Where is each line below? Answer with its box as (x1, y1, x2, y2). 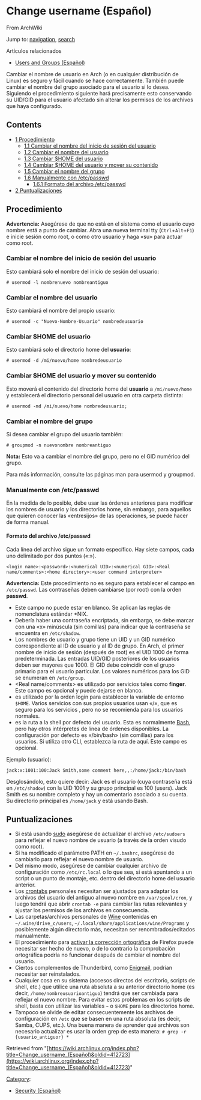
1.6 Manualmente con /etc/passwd (23, 174, 109, 181)
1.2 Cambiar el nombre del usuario (23, 148, 109, 155)
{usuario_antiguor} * (14, 1034, 69, 1041)
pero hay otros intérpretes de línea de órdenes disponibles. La (14, 725, 169, 732)
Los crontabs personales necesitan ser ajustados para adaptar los (14, 888, 179, 895)
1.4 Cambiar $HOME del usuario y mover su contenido (23, 161, 158, 169)
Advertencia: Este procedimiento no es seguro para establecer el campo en (6, 579, 195, 586)
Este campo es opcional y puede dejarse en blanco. (14, 687, 143, 694)
